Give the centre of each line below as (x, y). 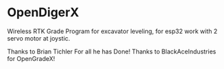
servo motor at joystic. (39, 38)
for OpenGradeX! (31, 58)
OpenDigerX (43, 13)
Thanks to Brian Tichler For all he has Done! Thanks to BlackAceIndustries (112, 51)
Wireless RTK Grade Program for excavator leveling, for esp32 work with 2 (112, 31)
